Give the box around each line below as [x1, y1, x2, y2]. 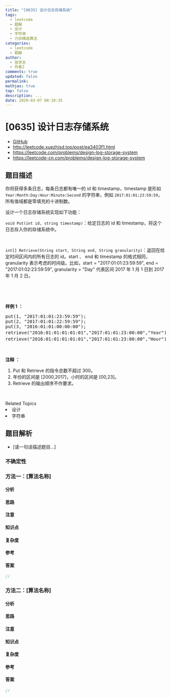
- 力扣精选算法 [10, 36, 38, 41]
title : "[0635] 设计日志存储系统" [5, 7, 72, 13]
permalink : [5, 79, 29, 84]
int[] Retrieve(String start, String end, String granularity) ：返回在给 [5, 247, 165, 253]
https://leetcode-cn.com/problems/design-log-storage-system [12, 155, 145, 161]
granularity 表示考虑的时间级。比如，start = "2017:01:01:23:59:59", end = [5, 260, 159, 266]
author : [5, 55, 22, 60]
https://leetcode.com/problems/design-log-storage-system [12, 149, 138, 156]
